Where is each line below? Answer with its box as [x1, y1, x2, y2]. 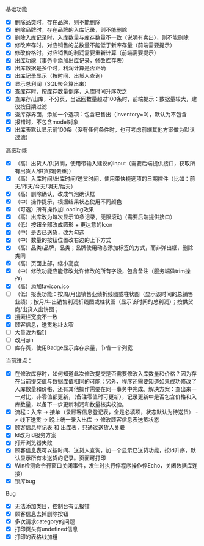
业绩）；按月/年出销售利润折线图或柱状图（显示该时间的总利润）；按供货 [14, 298, 194, 305]
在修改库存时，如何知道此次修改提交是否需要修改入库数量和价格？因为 [14, 370, 192, 377]
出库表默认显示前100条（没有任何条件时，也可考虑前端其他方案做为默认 [14, 126, 195, 133]
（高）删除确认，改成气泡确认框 [14, 191, 95, 197]
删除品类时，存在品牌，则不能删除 [14, 18, 101, 26]
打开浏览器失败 [14, 439, 53, 446]
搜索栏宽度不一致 [14, 313, 58, 320]
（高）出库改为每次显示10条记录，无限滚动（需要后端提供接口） [14, 213, 176, 221]
